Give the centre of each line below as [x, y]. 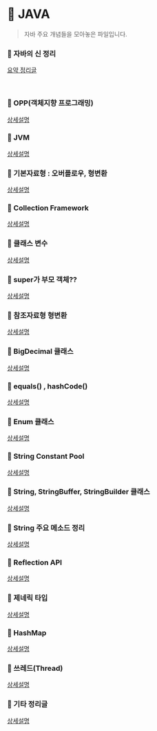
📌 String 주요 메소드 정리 [46, 528]
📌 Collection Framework [48, 208]
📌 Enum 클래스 [31, 421]
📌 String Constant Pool [46, 457]
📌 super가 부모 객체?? [42, 279]
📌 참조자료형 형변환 [37, 315]
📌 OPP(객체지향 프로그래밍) [51, 103]
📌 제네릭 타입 [28, 598]
